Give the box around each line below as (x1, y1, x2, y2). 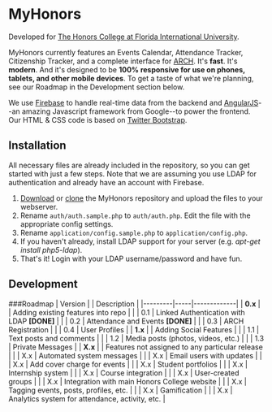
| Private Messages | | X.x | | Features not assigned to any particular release (8, 342, 264, 352)
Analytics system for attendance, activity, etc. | (8, 393, 166, 403)
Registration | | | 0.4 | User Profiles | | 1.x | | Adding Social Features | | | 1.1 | (8, 324, 260, 334)
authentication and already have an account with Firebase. (8, 177, 205, 187)
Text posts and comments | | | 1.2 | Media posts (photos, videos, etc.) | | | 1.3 (8, 333, 265, 343)
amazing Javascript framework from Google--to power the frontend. (21, 106, 251, 116)
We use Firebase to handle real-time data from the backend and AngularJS (8, 98, 259, 107)
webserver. (19, 202, 58, 211)
